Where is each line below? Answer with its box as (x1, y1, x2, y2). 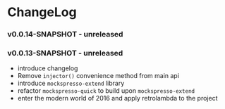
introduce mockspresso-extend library (17, 79, 125, 88)
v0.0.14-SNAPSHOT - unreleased (7, 30, 123, 39)
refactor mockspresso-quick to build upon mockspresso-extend (17, 86, 195, 95)
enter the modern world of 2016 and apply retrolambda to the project (17, 94, 218, 103)
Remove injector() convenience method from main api (17, 72, 180, 80)
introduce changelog (17, 64, 78, 72)
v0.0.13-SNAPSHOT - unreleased (7, 49, 123, 58)
